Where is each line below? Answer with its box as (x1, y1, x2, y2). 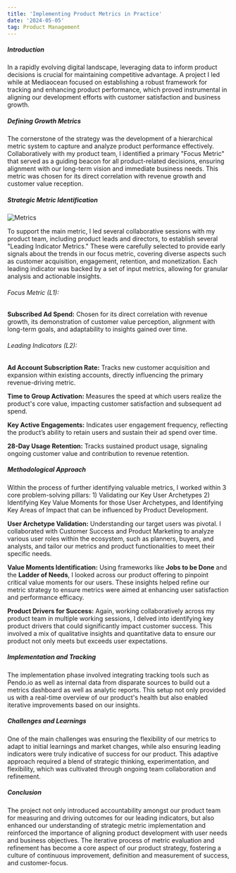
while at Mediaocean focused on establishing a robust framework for (7, 78, 208, 87)
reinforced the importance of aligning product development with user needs (7, 829, 228, 837)
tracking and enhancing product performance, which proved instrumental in (7, 85, 228, 94)
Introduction (7, 45, 44, 54)
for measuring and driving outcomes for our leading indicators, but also (7, 813, 215, 822)
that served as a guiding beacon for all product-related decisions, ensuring (7, 157, 225, 166)
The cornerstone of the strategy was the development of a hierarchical (7, 135, 213, 143)
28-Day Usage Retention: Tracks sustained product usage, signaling (7, 442, 208, 450)
